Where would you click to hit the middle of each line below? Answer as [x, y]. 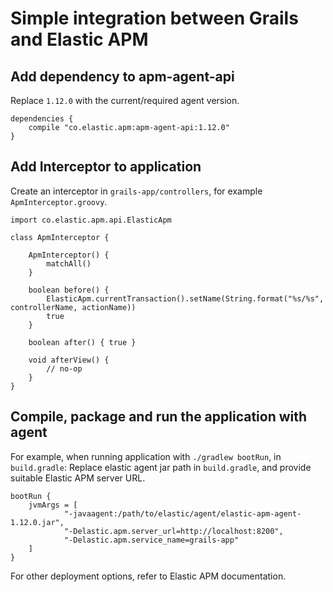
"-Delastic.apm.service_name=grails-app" [151, 540]
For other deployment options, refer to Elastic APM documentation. [148, 576]
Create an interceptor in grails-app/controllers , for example [136, 191]
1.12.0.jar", [37, 522]
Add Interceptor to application [106, 167]
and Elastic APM [79, 39]
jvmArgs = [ [53, 505]
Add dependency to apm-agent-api [122, 76]
